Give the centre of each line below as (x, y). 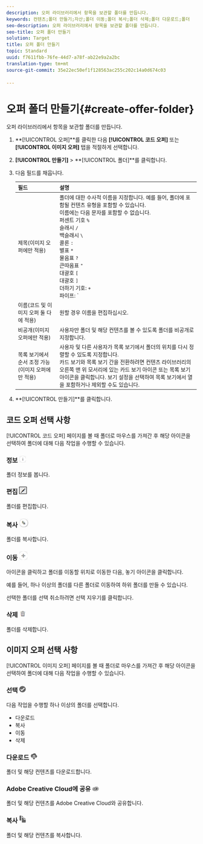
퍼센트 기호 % (74, 220)
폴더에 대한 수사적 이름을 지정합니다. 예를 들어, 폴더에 (122, 198)
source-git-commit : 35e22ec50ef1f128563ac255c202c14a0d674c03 (86, 70)
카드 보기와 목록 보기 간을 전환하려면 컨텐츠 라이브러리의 (125, 362)
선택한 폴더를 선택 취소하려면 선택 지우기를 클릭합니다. (70, 598)
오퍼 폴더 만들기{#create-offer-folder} (100, 109)
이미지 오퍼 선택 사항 (42, 650)
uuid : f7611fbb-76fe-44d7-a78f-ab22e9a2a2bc (63, 57)
